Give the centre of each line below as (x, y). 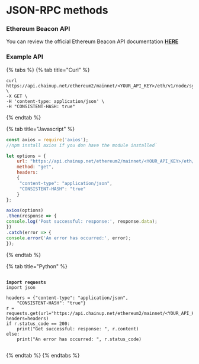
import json (21, 287)
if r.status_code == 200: (38, 324)
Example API (25, 57)
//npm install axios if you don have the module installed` (82, 145)
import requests (26, 282)
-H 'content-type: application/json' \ (55, 101)
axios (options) (25, 210)
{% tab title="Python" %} (37, 266)
